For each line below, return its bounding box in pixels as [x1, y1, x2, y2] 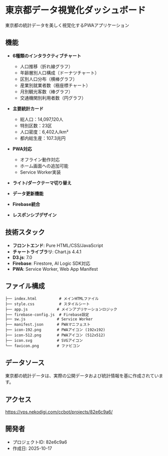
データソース [5, 358, 45, 367]
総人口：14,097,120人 [20, 116, 64, 122]
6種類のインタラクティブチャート [12, 52, 81, 58]
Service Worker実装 [20, 169, 61, 175]
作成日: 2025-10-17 [12, 445, 53, 451]
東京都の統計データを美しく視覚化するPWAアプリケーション [5, 22, 129, 28]
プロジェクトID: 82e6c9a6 [12, 439, 67, 445]
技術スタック [5, 228, 45, 237]
